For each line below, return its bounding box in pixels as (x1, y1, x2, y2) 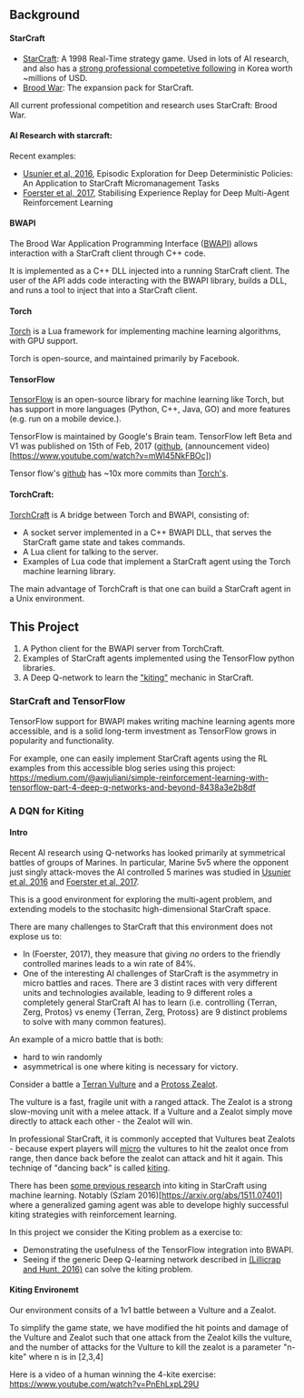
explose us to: (9, 930, 62, 941)
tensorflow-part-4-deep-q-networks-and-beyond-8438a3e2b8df (9, 782, 256, 793)
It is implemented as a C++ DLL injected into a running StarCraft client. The (9, 266, 290, 276)
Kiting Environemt (9, 1284, 79, 1295)
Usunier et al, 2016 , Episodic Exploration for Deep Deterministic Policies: (22, 167, 293, 178)
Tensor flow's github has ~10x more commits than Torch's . (9, 468, 229, 479)
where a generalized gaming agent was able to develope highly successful (9, 1199, 289, 1210)
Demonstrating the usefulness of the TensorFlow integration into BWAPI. (22, 1244, 294, 1255)
